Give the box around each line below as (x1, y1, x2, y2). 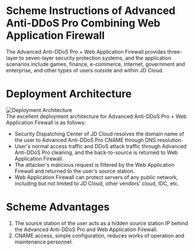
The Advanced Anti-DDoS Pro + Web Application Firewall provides (6, 48, 167, 55)
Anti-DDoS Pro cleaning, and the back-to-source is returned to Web (14, 149, 178, 156)
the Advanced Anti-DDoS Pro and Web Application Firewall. (14, 226, 158, 233)
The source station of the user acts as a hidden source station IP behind (14, 219, 188, 226)
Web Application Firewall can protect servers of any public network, (14, 173, 178, 180)
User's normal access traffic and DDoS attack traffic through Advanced (14, 142, 187, 149)
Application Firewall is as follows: (6, 118, 86, 126)
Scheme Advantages (6, 200, 110, 214)
